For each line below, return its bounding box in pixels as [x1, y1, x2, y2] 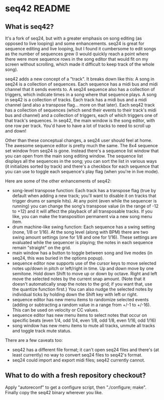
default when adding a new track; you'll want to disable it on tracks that [12, 193, 157, 199]
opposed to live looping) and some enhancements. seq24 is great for [5, 41, 144, 46]
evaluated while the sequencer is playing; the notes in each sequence [12, 240, 153, 245]
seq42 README [5, 3, 70, 14]
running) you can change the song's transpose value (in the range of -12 [12, 203, 159, 209]
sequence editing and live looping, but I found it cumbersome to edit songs [5, 46, 157, 51]
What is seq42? [5, 22, 54, 31]
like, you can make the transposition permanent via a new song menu [12, 214, 153, 219]
